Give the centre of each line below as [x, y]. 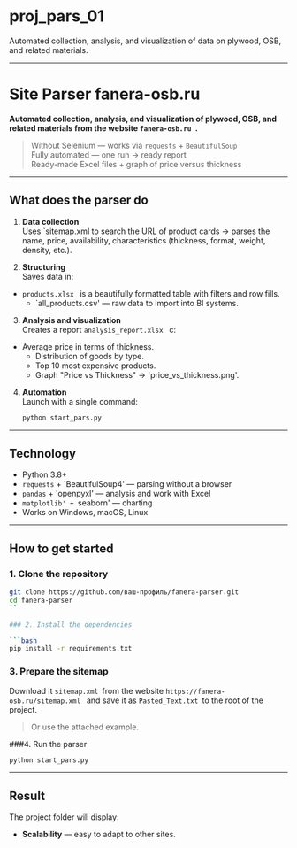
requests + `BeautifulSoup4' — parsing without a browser [127, 484]
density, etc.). [47, 250]
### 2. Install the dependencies [71, 624]
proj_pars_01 [57, 16]
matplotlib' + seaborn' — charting [87, 503]
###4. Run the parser [48, 744]
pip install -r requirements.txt [71, 649]
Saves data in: [48, 276]
